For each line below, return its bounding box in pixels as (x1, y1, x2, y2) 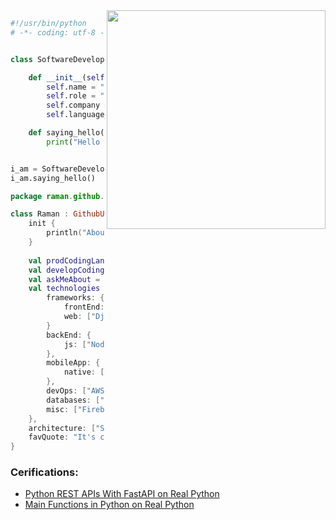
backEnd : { (46, 330, 92, 340)
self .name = (46, 82, 97, 92)
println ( (46, 228, 83, 238)
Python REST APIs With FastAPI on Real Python (24, 488, 220, 500)
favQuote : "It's (28, 432, 97, 443)
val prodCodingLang (28, 255, 110, 266)
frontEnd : (63, 302, 105, 313)
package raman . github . (10, 191, 105, 201)
